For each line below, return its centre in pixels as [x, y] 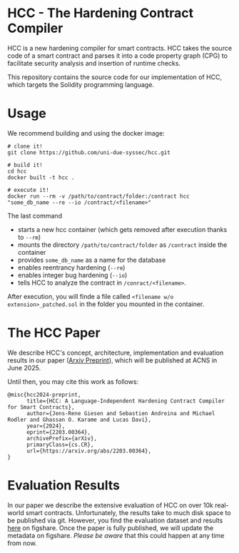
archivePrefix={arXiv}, [62, 438]
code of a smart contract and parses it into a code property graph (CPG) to [118, 56]
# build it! [25, 165]
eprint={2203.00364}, [59, 432]
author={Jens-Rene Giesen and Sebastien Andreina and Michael [121, 413]
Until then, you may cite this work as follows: [73, 381]
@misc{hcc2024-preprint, [44, 395]
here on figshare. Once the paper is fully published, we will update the [111, 528]
